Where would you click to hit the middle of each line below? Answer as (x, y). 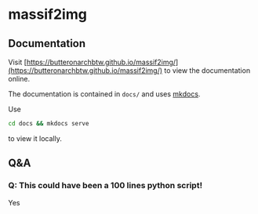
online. (19, 79)
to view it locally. (35, 138)
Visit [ (18, 62)
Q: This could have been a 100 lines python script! (105, 186)
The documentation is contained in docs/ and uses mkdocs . (104, 94)
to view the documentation (207, 71)
